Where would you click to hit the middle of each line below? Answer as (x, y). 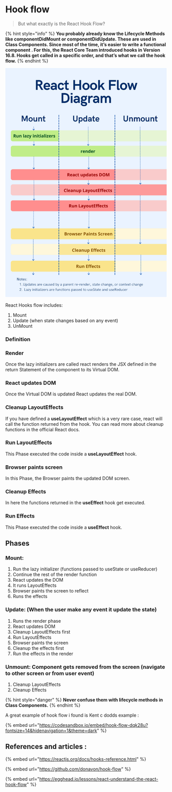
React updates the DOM (38, 580)
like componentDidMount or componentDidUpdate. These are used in (81, 39)
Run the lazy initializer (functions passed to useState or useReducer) (85, 569)
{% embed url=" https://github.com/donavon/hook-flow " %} (68, 769)
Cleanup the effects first (38, 648)
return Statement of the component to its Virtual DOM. (62, 369)
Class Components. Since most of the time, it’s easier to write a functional (86, 44)
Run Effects (20, 516)
